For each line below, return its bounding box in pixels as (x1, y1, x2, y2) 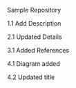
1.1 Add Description (7, 19, 61, 27)
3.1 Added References (7, 46, 70, 54)
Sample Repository (7, 6, 61, 14)
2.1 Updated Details (7, 33, 62, 41)
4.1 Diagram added (7, 60, 61, 68)
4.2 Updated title (7, 73, 55, 81)
